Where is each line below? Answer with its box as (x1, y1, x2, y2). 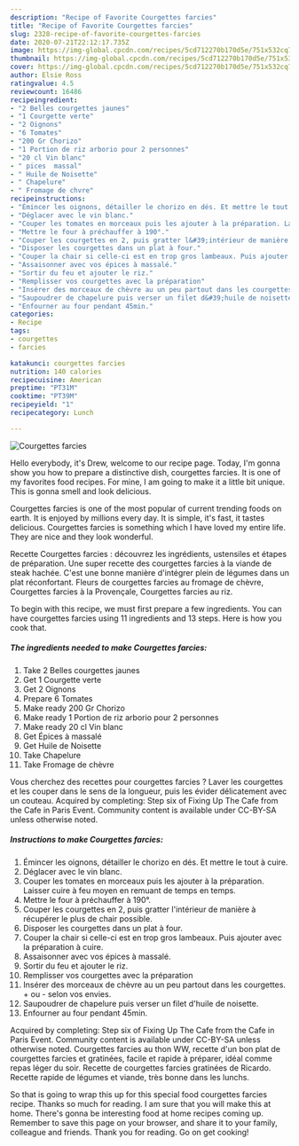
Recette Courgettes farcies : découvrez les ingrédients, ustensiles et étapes (10, 548, 287, 559)
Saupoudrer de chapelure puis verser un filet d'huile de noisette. (22, 998, 259, 1009)
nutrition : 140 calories (10, 367, 102, 376)
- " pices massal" (10, 161, 83, 170)
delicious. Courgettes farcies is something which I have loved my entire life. (10, 522, 287, 532)
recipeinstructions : (10, 194, 87, 204)
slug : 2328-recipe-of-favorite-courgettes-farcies (10, 29, 201, 38)
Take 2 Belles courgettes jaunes (22, 664, 140, 675)
